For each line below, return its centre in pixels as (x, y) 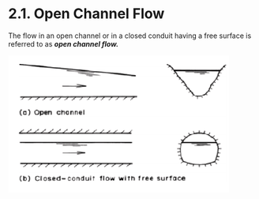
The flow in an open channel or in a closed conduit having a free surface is (130, 36)
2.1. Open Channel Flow (86, 14)
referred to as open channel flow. (64, 43)
